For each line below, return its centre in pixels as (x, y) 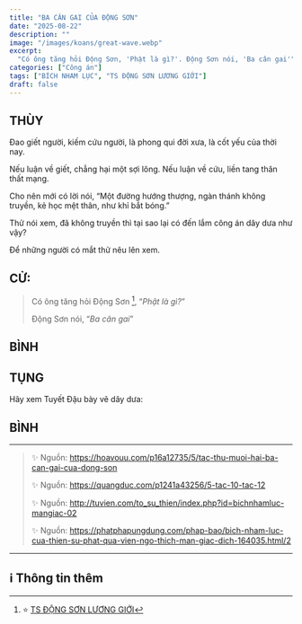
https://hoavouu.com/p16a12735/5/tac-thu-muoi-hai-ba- (174, 457)
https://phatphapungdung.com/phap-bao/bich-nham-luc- (177, 530)
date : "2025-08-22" (46, 26)
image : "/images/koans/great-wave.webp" (86, 43)
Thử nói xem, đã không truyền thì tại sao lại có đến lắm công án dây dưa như (151, 223)
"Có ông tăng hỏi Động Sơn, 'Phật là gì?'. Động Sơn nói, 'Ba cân (144, 59)
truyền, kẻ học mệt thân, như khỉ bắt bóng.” (89, 206)
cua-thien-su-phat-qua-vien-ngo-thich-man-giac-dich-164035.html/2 (161, 541)
